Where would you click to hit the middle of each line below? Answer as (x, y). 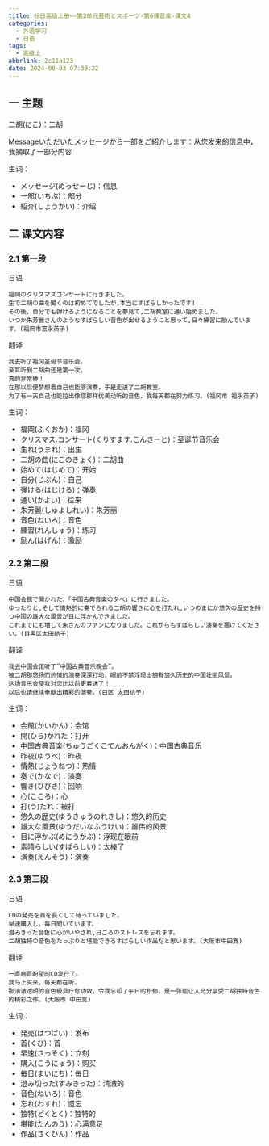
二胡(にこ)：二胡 (35, 124)
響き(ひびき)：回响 (51, 786)
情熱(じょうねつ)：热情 (58, 766)
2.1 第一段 (27, 258)
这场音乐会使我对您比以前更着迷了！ (60, 683)
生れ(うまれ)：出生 (51, 450)
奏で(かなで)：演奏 (51, 775)
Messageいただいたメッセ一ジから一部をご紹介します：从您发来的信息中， (133, 141)
